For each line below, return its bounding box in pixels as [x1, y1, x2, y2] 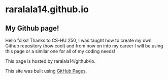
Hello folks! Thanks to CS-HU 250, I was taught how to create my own [5, 37, 152, 43]
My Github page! [5, 24, 59, 33]
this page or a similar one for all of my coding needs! [5, 48, 115, 54]
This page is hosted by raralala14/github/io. [5, 58, 95, 64]
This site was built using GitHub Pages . [5, 68, 87, 74]
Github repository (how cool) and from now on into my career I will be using [5, 43, 163, 49]
